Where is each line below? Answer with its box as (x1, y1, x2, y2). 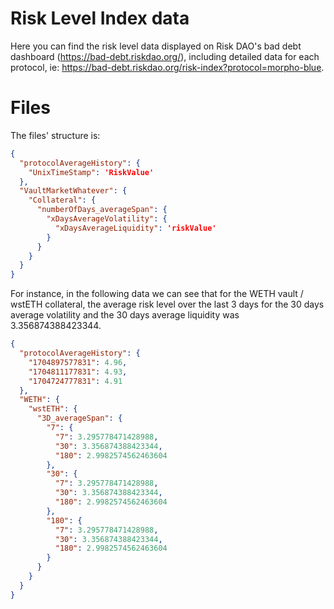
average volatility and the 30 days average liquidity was (10, 309, 240, 321)
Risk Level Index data (10, 7, 190, 30)
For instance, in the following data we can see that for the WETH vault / (10, 288, 304, 300)
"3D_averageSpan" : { (37, 413, 123, 424)
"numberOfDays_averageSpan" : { (37, 205, 168, 215)
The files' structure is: (10, 129, 101, 141)
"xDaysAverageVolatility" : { (46, 214, 168, 224)
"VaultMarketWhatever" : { (19, 186, 128, 196)
